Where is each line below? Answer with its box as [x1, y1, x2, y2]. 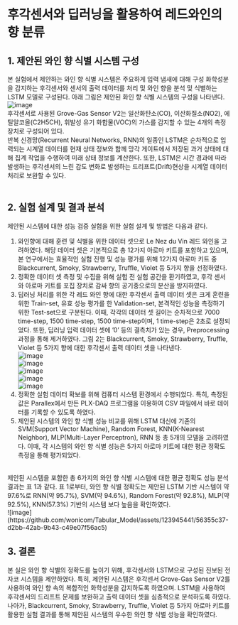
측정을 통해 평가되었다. [17, 450, 81, 459]
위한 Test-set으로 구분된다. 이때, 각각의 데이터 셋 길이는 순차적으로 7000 [17, 308, 220, 316]
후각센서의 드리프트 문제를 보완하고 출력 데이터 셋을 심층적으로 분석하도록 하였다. [7, 592, 232, 601]
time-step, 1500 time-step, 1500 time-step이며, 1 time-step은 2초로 [17, 317, 212, 325]
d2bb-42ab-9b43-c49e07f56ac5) [7, 523, 108, 531]
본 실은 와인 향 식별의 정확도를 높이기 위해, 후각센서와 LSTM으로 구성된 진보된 [7, 565, 224, 574]
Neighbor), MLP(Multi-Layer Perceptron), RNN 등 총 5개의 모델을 [17, 433, 205, 441]
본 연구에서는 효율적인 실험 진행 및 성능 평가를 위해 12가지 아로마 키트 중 [17, 254, 217, 263]
